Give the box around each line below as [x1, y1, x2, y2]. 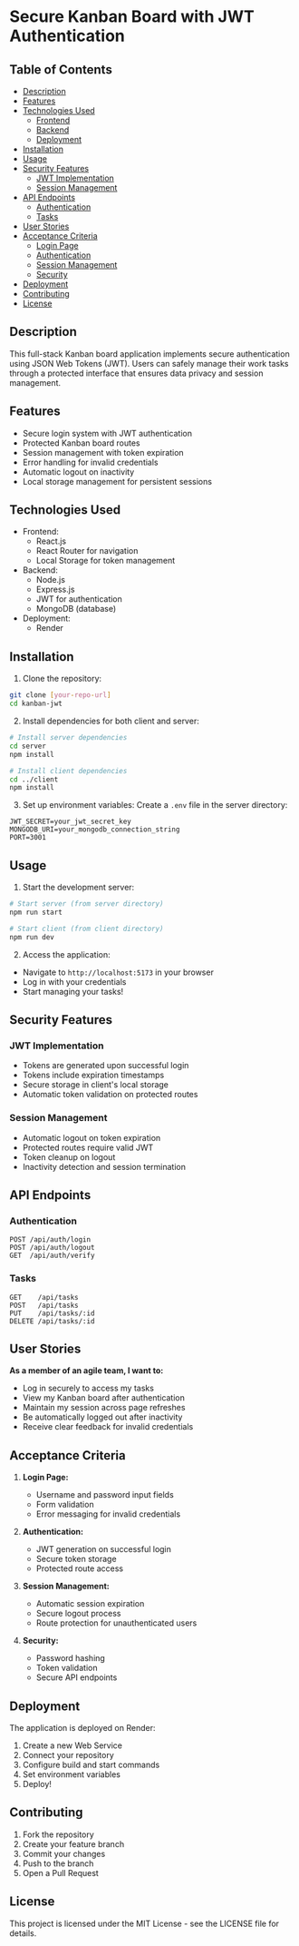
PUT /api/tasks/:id [9, 1309, 95, 1318]
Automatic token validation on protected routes [22, 1089, 198, 1100]
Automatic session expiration [35, 1598, 145, 1609]
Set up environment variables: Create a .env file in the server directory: [22, 800, 288, 811]
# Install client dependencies [9, 766, 128, 775]
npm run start [9, 908, 63, 917]
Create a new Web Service [22, 1740, 122, 1751]
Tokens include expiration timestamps [22, 1069, 165, 1081]
